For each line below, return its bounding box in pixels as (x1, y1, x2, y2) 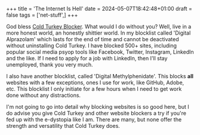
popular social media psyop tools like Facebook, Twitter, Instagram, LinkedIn (6, 48, 194, 56)
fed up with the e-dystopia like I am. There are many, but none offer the (6, 116, 182, 123)
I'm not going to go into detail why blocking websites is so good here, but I (6, 103, 189, 110)
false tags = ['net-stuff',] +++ (6, 11, 78, 19)
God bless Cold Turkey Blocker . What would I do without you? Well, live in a (6, 23, 192, 30)
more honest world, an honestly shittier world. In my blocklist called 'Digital (6, 29, 191, 36)
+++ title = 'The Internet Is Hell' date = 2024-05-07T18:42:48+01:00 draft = (6, 5, 192, 12)
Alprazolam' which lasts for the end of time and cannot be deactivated (6, 36, 179, 42)
